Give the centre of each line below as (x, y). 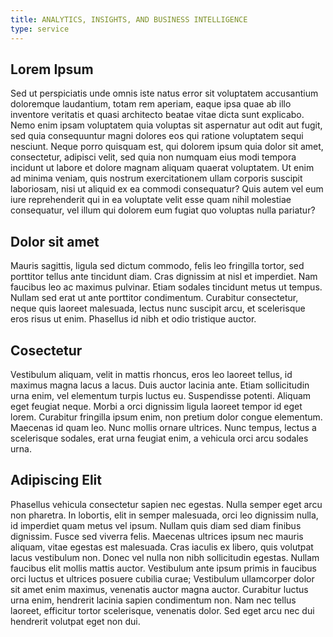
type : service (40, 29)
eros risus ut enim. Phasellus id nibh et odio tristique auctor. (133, 319)
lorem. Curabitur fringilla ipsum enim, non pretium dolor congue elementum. (166, 417)
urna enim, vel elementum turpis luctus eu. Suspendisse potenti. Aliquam (161, 395)
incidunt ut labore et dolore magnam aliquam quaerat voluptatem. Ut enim (162, 168)
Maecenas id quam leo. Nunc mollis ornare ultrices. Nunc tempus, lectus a (163, 427)
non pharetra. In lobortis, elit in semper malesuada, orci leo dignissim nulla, (164, 515)
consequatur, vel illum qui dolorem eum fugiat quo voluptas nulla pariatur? (163, 210)
